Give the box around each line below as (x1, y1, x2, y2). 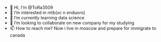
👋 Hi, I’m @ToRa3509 (9, 5, 53, 10)
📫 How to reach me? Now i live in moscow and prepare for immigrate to (9, 26, 157, 31)
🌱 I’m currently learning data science (9, 15, 85, 20)
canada (9, 32, 26, 38)
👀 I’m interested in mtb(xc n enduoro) (9, 10, 85, 15)
